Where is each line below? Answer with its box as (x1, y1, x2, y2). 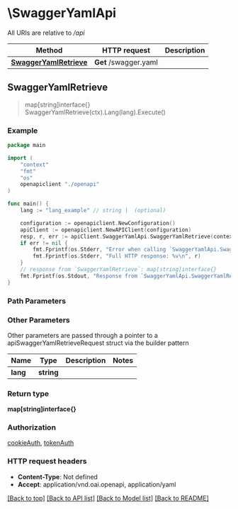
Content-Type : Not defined (17, 472, 98, 481)
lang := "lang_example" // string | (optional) (20, 207, 166, 214)
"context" (20, 161, 50, 168)
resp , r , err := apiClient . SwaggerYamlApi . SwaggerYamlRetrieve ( (20, 233, 214, 240)
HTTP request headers (7, 456, 87, 466)
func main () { (7, 200, 50, 207)
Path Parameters (7, 296, 66, 306)
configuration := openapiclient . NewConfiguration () (20, 219, 176, 226)
